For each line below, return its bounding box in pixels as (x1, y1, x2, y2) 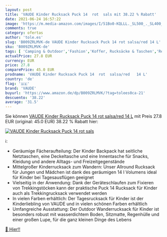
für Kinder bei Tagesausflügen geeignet (12, 174, 94, 180)
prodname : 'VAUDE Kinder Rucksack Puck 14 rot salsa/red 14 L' (5, 72, 148, 77)
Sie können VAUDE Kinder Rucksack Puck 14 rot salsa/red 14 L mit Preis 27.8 (5, 113, 162, 119)
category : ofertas (5, 30, 43, 35)
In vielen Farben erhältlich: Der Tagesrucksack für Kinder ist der (12, 196, 144, 202)
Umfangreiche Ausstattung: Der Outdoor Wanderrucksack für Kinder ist (12, 206, 159, 212)
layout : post (5, 7, 32, 12)
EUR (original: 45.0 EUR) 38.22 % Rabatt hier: (5, 119, 98, 125)
